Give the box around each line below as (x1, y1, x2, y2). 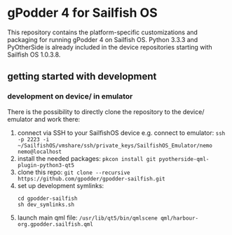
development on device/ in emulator (7, 92, 133, 101)
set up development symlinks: (17, 181, 104, 190)
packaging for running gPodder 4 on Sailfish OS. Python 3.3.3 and (7, 35, 198, 43)
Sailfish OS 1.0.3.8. (7, 50, 61, 59)
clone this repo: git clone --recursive (17, 168, 131, 176)
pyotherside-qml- (158, 155, 210, 162)
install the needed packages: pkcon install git (17, 154, 156, 162)
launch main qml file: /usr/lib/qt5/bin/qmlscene (17, 213, 158, 222)
